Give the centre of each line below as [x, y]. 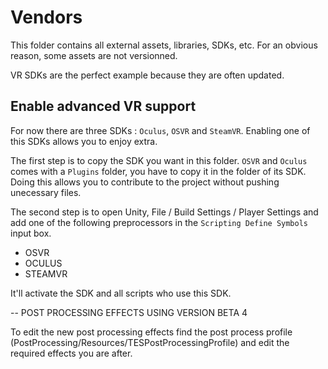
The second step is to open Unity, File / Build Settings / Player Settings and [164, 212]
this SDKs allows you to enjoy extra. [84, 141]
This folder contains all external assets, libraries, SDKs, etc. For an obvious [164, 45]
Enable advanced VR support [103, 106]
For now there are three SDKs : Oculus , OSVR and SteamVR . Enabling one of [160, 130]
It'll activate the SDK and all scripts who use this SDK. [121, 293]
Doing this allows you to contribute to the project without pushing [145, 182]
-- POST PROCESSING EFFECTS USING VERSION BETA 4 [129, 312]
